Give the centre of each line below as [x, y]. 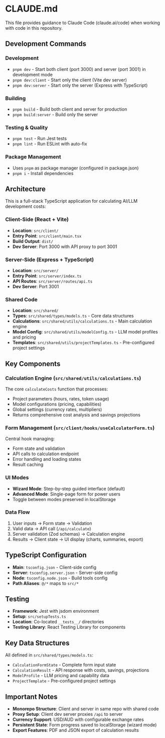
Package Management [33, 157]
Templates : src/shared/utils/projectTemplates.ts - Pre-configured [83, 343]
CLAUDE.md [32, 9]
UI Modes [17, 477]
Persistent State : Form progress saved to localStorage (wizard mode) [85, 725]
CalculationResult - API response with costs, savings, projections [81, 670]
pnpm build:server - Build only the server [55, 114]
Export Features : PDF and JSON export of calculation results [75, 730]
